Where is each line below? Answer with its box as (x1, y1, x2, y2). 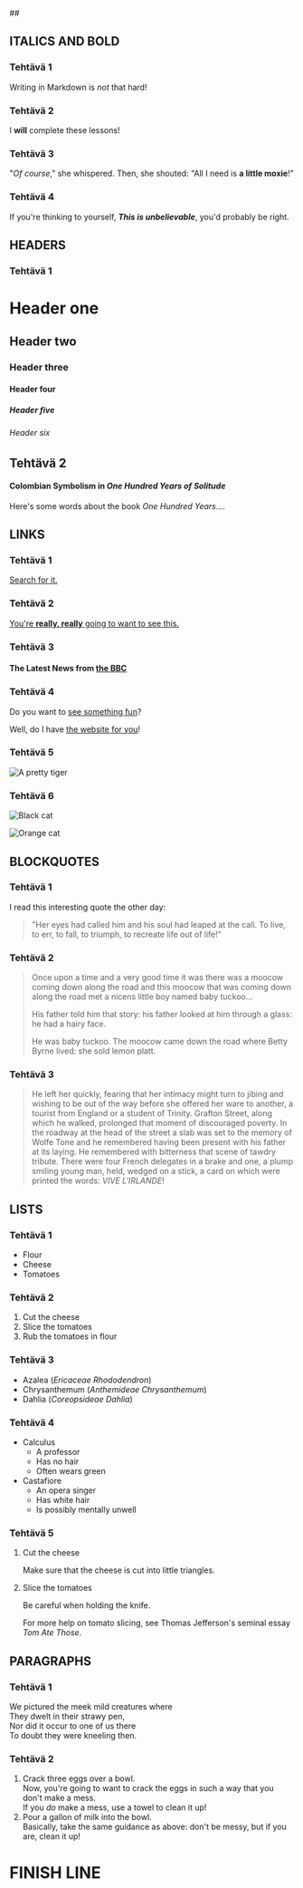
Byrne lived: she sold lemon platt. (31, 1045, 156, 1056)
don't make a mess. (22, 1793, 97, 1804)
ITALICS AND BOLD (9, 34, 120, 49)
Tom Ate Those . (22, 1627, 82, 1638)
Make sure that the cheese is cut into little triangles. (22, 1565, 215, 1575)
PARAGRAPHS (9, 1653, 92, 1669)
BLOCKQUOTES (9, 853, 99, 869)
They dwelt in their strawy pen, (9, 1711, 125, 1721)
